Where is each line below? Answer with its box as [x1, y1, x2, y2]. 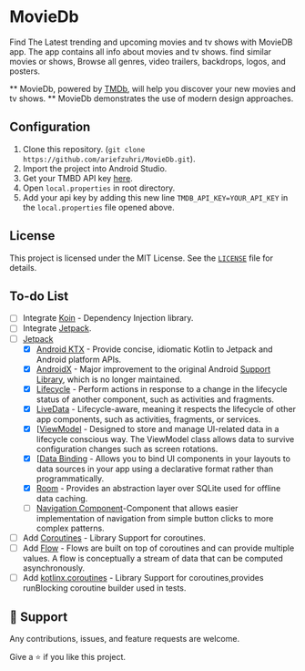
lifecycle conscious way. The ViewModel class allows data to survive [36, 433, 295, 444]
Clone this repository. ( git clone [22, 143, 146, 154]
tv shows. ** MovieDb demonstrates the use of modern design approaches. [9, 93, 294, 104]
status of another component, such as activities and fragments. [36, 394, 275, 405]
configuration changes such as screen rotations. [36, 443, 219, 454]
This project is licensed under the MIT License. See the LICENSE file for [9, 253, 273, 263]
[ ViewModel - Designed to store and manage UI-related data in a [36, 423, 280, 434]
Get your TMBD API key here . [22, 172, 134, 183]
